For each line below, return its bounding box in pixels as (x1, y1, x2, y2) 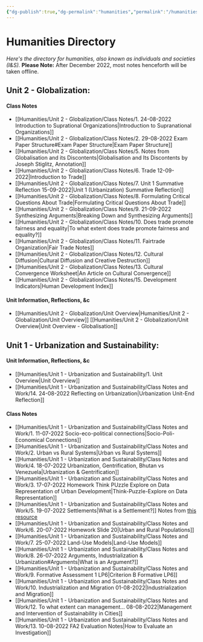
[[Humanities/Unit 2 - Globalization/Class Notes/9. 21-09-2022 (14, 206, 172, 213)
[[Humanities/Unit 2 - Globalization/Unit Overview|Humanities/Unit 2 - (14, 310, 189, 317)
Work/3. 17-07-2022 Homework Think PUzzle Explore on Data (14, 481, 170, 488)
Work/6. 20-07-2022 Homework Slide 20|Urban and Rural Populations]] (14, 527, 195, 534)
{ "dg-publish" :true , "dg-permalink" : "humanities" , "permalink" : (6, 8, 166, 15)
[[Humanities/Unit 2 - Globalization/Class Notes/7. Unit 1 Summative (14, 180, 184, 187)
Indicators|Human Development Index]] (14, 282, 114, 290)
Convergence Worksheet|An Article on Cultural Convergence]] (14, 270, 171, 277)
